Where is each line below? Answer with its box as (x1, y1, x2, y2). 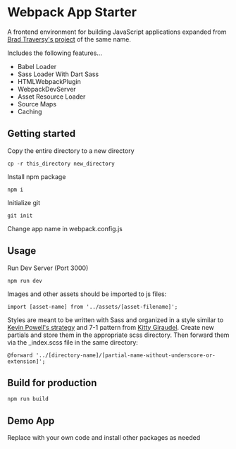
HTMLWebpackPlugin (17, 77, 81, 85)
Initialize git (7, 198, 41, 207)
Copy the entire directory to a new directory (7, 146, 135, 155)
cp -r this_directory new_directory (7, 160, 115, 167)
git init (7, 212, 33, 219)
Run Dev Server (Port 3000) (7, 264, 89, 272)
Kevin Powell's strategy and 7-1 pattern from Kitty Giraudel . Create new (7, 323, 215, 331)
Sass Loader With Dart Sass (17, 70, 99, 78)
